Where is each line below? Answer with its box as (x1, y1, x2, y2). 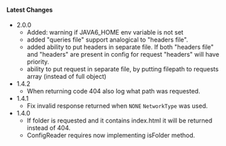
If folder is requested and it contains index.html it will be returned (26, 116, 213, 125)
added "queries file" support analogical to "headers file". (26, 35, 188, 44)
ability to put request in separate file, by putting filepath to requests (26, 65, 219, 73)
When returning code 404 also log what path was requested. (26, 87, 201, 95)
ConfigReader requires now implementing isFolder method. (26, 131, 196, 140)
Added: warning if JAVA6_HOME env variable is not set (26, 28, 184, 37)
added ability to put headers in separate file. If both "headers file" (26, 43, 214, 51)
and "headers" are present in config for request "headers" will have (26, 51, 220, 59)
